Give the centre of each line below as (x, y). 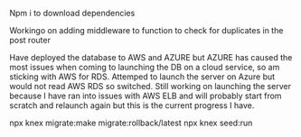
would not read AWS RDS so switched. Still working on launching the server (150, 86)
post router (30, 40)
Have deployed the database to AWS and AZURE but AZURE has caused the (151, 57)
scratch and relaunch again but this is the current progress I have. (132, 105)
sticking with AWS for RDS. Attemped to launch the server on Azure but (142, 77)
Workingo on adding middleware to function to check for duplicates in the (146, 30)
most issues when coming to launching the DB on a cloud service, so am (145, 67)
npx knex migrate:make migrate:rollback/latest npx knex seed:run (131, 123)
